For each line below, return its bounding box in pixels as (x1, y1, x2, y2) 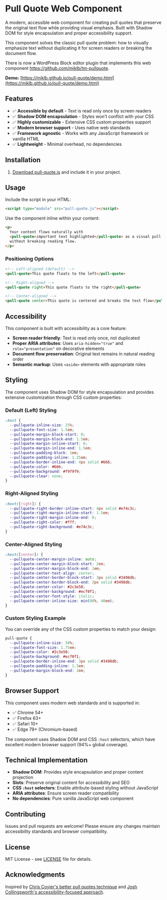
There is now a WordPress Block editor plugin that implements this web (5, 60, 152, 66)
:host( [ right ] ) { (5, 501, 41, 506)
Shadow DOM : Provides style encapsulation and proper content (12, 769, 144, 775)
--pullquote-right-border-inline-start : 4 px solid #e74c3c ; (9, 506, 137, 511)
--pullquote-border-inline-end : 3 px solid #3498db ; (9, 659, 119, 664)
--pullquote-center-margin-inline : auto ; (9, 557, 97, 562)
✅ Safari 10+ (12, 720, 38, 727)
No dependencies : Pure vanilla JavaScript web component (12, 795, 134, 801)
